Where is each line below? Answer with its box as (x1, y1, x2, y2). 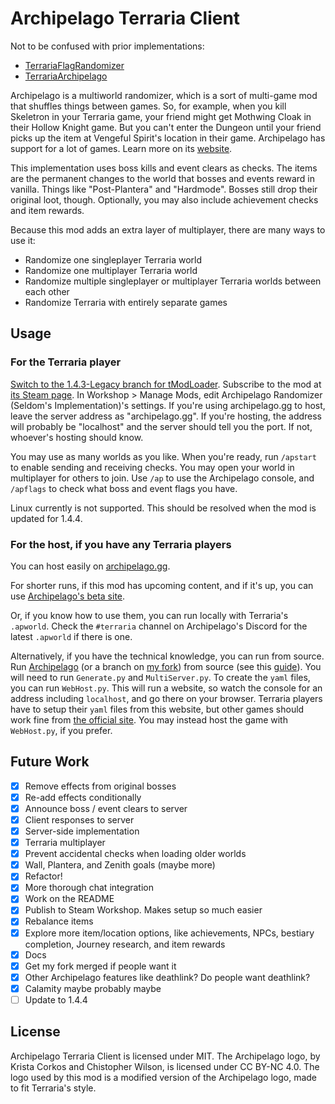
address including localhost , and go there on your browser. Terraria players (10, 692, 323, 704)
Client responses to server (24, 813, 135, 826)
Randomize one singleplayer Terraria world (24, 253, 203, 266)
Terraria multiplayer (24, 837, 106, 849)
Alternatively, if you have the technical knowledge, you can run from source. (10, 650, 325, 662)
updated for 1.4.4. (10, 512, 83, 524)
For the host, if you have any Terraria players (10, 537, 232, 551)
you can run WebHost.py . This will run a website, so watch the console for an (10, 682, 323, 694)
